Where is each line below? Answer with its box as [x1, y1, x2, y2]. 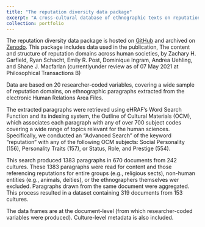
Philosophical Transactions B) [6, 70, 81, 77]
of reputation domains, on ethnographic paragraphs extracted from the [6, 88, 185, 95]
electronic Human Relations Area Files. [6, 94, 104, 101]
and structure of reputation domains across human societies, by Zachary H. [6, 50, 196, 57]
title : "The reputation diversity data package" [6, 9, 132, 15]
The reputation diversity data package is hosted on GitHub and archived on [6, 37, 195, 45]
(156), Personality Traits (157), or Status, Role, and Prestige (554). [6, 145, 171, 153]
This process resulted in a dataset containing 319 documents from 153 [6, 189, 183, 196]
